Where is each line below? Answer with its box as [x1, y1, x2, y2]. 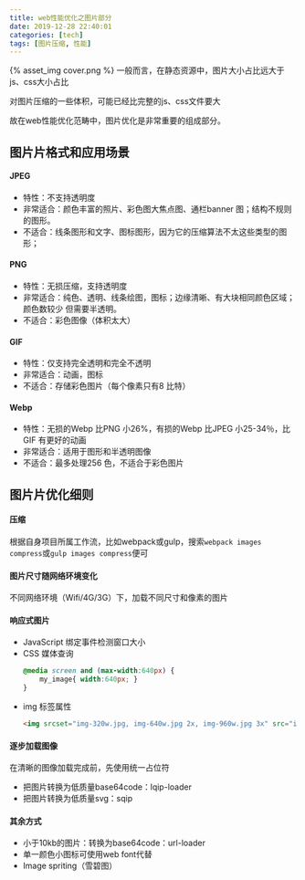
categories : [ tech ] [9, 30, 84, 39]
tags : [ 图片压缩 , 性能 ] [9, 38, 92, 48]
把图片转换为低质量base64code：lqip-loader [22, 781, 192, 792]
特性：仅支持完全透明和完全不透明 [22, 358, 152, 369]
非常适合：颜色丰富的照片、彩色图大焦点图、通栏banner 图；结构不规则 [22, 203, 292, 215]
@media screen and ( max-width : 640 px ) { [22, 666, 175, 676]
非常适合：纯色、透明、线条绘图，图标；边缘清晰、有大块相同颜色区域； [22, 292, 295, 303]
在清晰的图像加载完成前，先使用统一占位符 [9, 762, 170, 773]
